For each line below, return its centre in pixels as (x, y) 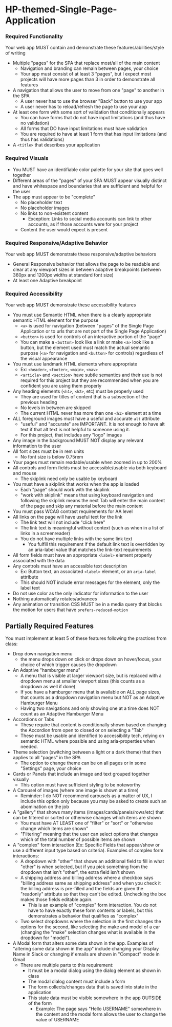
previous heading (39, 402)
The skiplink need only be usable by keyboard (69, 479)
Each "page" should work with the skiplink (65, 490)
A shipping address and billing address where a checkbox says (87, 878)
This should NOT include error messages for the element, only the (90, 582)
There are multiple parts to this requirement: (67, 965)
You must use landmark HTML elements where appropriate (75, 364)
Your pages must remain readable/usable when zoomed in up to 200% (87, 462)
